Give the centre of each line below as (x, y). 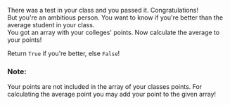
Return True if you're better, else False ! (64, 53)
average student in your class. (51, 25)
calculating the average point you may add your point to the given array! (112, 94)
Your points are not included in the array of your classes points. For (105, 87)
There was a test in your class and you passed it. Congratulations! (103, 10)
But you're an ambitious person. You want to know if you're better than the (115, 17)
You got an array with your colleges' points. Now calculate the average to (114, 32)
